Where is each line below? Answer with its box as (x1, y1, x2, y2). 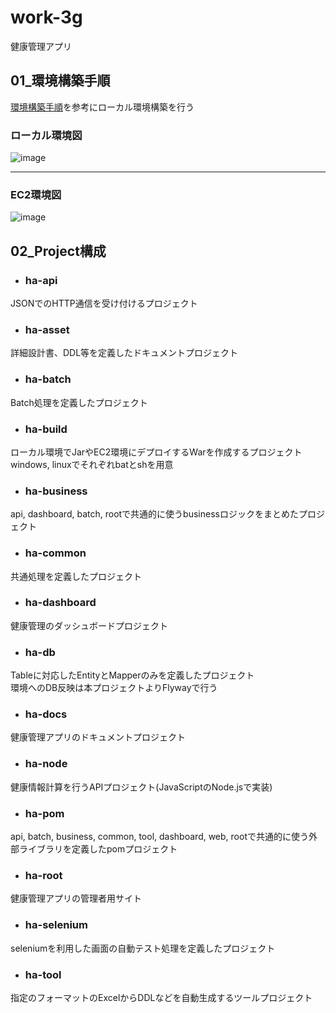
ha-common (24, 546, 87, 560)
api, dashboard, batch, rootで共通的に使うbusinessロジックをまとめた (10, 508, 299, 520)
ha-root (24, 868, 63, 882)
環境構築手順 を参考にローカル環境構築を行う (10, 101, 195, 113)
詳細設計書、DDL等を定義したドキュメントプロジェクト (10, 347, 239, 359)
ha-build (24, 422, 68, 436)
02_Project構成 (10, 242, 107, 260)
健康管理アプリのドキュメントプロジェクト (10, 731, 186, 743)
